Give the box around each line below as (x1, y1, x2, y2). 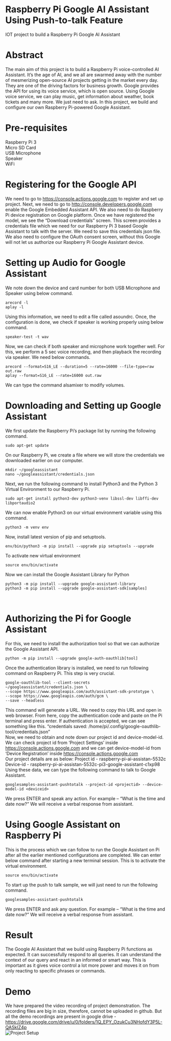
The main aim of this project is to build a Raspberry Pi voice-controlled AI (5, 66, 159, 72)
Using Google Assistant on (5, 819, 121, 830)
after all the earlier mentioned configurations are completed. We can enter (5, 852, 161, 858)
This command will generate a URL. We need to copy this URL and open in (5, 707, 162, 713)
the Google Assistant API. (5, 646, 59, 652)
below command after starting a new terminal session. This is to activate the (5, 857, 166, 864)
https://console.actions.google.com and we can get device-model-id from (5, 745, 161, 751)
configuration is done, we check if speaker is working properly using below (5, 319, 164, 325)
